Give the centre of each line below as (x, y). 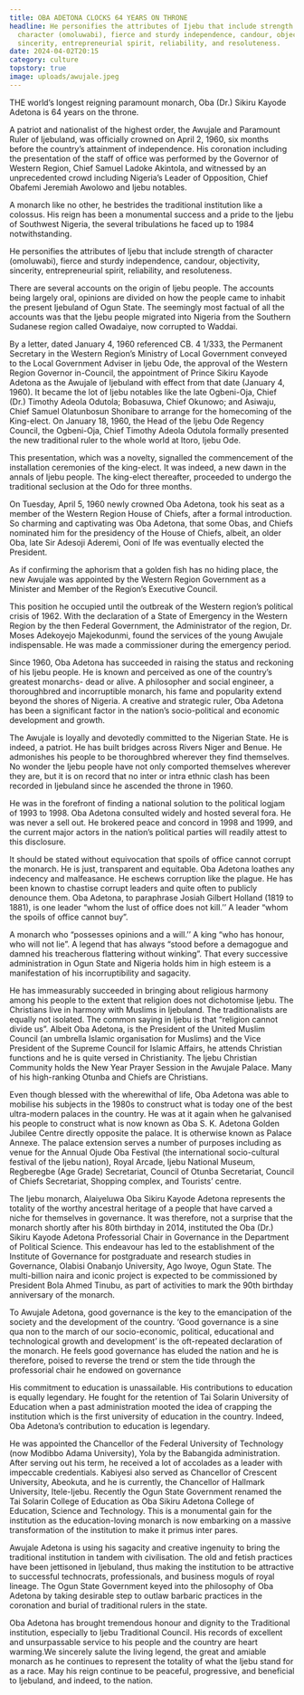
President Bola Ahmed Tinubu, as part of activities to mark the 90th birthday (152, 1285)
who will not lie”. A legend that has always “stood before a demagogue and (149, 944)
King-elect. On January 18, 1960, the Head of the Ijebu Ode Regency (137, 421)
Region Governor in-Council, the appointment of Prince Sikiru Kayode (139, 373)
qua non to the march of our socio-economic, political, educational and (142, 1331)
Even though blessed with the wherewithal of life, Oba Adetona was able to (149, 1094)
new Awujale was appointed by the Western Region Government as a (138, 579)
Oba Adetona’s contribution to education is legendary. (110, 1425)
